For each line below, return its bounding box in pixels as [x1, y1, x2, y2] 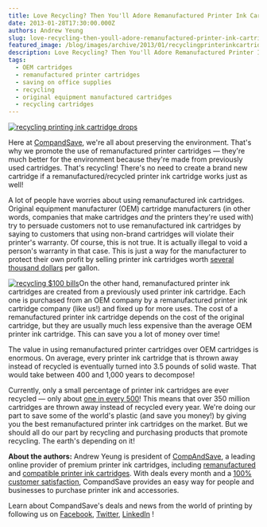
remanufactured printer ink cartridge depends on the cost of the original [8, 312, 245, 322]
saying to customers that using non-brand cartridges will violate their [8, 229, 234, 239]
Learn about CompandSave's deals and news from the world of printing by [8, 501, 253, 510]
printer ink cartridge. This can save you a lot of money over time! [8, 330, 220, 339]
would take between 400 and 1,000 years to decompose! [8, 370, 195, 380]
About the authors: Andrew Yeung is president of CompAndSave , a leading [8, 451, 256, 462]
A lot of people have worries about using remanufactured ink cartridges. [8, 196, 245, 205]
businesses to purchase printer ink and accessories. [8, 486, 180, 495]
